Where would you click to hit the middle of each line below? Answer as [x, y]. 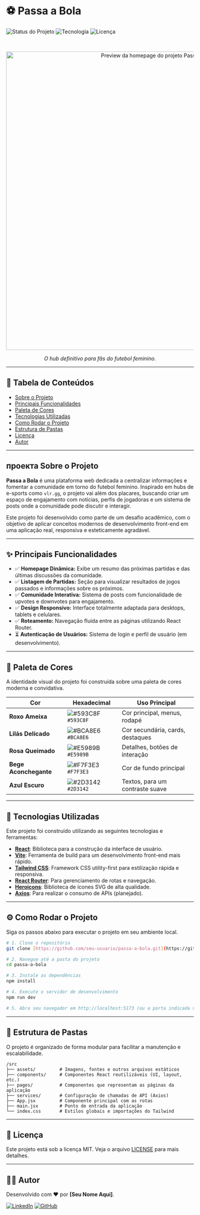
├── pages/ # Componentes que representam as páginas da [90, 1085]
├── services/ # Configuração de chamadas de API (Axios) [87, 1096]
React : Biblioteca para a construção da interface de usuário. [89, 849]
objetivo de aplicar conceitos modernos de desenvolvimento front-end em [97, 524]
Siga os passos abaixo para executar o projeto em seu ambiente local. [92, 932]
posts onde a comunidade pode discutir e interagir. [69, 506]
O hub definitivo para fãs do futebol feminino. [100, 358]
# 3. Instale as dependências [44, 976]
